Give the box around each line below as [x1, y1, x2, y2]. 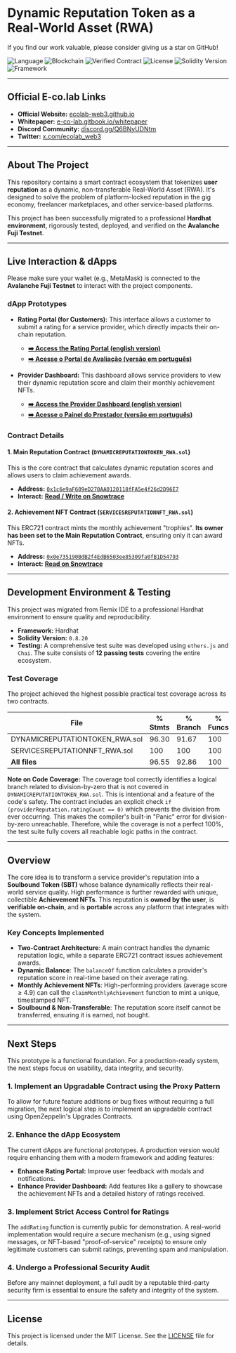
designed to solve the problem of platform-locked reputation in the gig [7, 192, 211, 201]
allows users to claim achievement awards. [7, 470, 132, 479]
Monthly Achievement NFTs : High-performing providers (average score [17, 981, 228, 989]
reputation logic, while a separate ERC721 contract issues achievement [17, 951, 223, 960]
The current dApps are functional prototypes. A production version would [7, 1146, 220, 1154]
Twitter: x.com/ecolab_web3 [17, 132, 102, 140]
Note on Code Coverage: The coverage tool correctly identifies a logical [7, 775, 217, 784]
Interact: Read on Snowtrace [17, 560, 103, 568]
